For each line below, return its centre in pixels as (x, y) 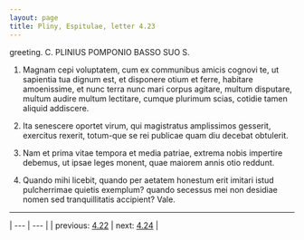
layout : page (34, 18)
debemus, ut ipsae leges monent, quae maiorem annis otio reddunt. (148, 162)
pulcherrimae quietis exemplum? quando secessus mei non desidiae (150, 189)
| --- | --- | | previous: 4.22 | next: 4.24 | (84, 225)
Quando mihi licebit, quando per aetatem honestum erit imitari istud (148, 180)
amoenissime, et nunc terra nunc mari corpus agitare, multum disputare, (157, 89)
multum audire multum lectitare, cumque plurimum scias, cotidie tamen (155, 98)
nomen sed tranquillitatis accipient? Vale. (99, 199)
